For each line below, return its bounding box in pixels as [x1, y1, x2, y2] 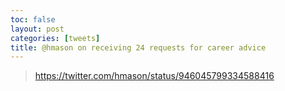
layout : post [10, 24, 65, 34]
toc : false [10, 14, 56, 25]
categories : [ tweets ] [10, 33, 101, 43]
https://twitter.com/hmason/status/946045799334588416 [34, 70, 275, 82]
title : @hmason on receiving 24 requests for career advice [10, 42, 267, 53]
